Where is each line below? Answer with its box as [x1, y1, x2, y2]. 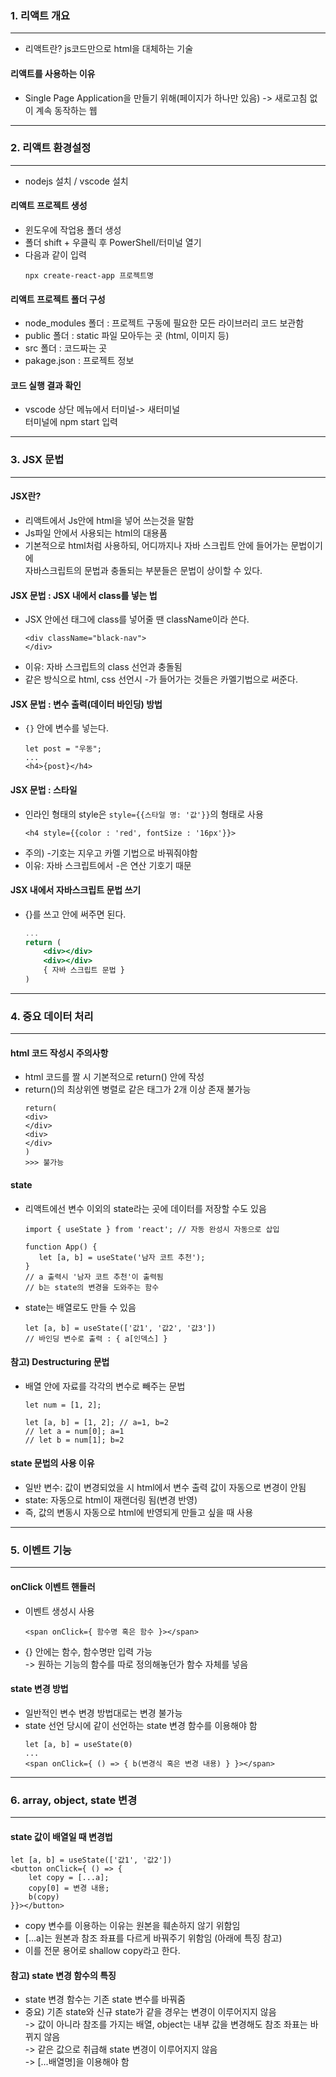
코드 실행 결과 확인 [10, 379, 82, 391]
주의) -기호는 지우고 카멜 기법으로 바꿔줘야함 [24, 847, 198, 859]
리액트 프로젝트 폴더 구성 [10, 293, 106, 305]
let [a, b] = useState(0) [24, 1739, 133, 1749]
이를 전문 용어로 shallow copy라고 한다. [24, 1945, 181, 1957]
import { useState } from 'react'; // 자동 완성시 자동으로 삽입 [24, 1224, 280, 1234]
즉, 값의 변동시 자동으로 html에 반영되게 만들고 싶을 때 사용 [24, 1507, 254, 1519]
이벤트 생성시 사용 [24, 1605, 95, 1617]
